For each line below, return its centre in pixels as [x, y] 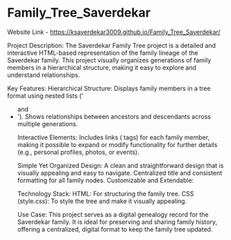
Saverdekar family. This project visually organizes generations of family [109, 60]
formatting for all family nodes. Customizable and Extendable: [105, 180]
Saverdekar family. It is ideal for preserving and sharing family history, [117, 222]
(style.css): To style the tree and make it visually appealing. [102, 201]
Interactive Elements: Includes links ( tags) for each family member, [113, 137]
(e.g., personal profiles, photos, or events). [78, 152]
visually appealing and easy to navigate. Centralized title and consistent [120, 173]
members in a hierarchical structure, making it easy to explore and [102, 67]
